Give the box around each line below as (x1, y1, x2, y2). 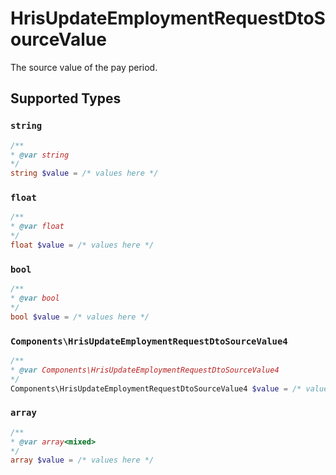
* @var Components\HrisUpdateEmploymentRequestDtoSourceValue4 (10, 365, 280, 375)
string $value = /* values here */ (10, 168, 159, 179)
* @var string (10, 150, 70, 160)
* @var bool (10, 293, 60, 304)
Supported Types (10, 90, 122, 107)
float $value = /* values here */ (10, 240, 155, 251)
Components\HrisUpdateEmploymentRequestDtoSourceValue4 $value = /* (10, 383, 302, 394)
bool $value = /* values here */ (10, 312, 150, 322)
